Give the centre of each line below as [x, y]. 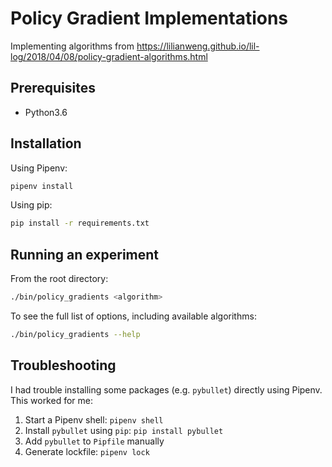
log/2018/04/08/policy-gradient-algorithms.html [109, 56]
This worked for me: [51, 400]
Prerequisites [53, 88]
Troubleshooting [63, 365]
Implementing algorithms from [72, 46]
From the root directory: [59, 279]
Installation [46, 143]
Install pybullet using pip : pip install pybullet [124, 430]
